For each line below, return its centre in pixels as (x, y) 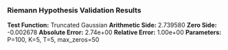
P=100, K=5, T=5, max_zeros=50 (53, 40)
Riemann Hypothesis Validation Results (75, 10)
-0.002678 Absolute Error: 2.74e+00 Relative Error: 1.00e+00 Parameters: (114, 32)
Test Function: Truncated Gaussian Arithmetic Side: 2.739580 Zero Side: (112, 25)
